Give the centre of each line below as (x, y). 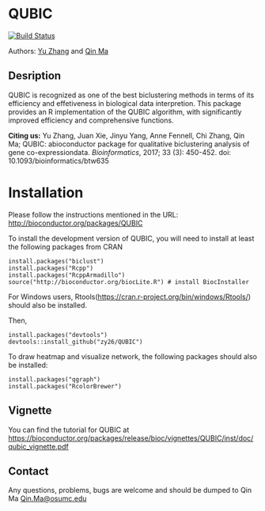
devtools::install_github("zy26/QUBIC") (76, 342)
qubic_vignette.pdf (38, 446)
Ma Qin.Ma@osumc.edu (47, 498)
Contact (28, 471)
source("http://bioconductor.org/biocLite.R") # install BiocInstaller (129, 282)
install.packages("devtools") (58, 335)
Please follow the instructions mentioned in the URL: (93, 214)
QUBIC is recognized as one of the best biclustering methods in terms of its (131, 95)
